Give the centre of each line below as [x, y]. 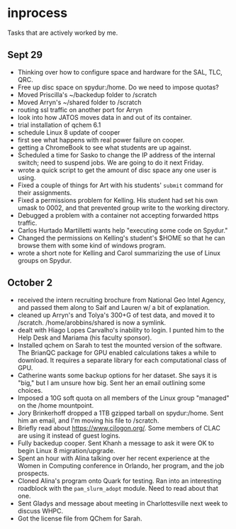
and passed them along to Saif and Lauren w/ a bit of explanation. [114, 307]
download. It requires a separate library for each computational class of [122, 360]
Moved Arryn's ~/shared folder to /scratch [79, 102]
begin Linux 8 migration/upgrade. [66, 450]
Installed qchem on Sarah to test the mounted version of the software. [120, 345]
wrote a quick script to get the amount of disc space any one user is [117, 170]
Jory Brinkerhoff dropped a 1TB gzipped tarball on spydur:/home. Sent [120, 413]
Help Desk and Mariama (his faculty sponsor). [85, 338]
